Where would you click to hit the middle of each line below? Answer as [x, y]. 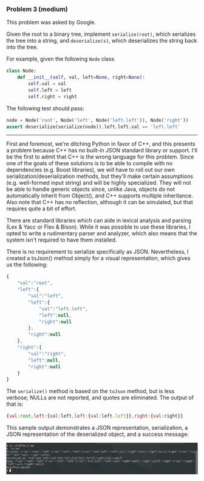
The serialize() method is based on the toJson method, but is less [90, 391]
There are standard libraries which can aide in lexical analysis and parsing [99, 221]
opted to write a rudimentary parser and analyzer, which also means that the [102, 233]
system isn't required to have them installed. [62, 240]
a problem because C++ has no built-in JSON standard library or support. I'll [102, 151]
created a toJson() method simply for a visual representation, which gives [98, 258]
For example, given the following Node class [60, 59]
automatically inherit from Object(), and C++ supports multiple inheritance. [100, 196]
